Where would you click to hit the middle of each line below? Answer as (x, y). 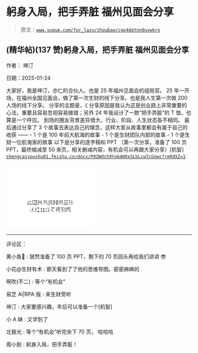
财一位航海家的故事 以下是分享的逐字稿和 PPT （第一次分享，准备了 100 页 (96, 142)
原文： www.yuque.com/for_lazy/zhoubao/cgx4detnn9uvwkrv (90, 30)
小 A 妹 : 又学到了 (27, 319)
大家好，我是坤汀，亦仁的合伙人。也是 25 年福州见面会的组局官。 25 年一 (95, 90)
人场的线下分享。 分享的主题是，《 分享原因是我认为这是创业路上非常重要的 (97, 105)
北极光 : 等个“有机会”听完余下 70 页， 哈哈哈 (60, 332)
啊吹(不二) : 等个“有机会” (36, 282)
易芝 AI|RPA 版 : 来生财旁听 (39, 294)
